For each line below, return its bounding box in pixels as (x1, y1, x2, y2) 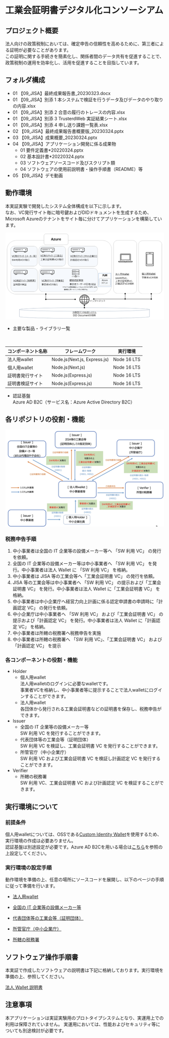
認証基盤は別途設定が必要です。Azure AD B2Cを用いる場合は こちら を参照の (5, 844, 163, 850)
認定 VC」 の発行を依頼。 (17, 605, 71, 611)
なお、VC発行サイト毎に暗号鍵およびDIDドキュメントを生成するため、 (5, 209, 152, 215)
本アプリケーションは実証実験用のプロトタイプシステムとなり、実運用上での (5, 1015, 164, 1021)
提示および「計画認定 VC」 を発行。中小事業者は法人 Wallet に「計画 (12, 617, 156, 623)
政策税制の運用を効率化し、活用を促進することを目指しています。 (5, 60, 142, 66)
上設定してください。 (5, 850, 49, 856)
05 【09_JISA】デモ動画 (12, 172, 63, 178)
